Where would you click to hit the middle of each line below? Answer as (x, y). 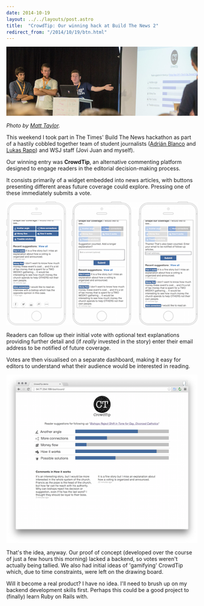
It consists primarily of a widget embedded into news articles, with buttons (100, 180)
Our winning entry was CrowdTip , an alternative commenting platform (94, 162)
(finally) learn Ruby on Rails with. (47, 597)
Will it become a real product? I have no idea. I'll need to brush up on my (97, 584)
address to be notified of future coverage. (59, 348)
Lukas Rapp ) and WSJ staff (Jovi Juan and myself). (70, 150)
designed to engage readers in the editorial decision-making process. (93, 168)
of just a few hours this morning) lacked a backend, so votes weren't (92, 559)
